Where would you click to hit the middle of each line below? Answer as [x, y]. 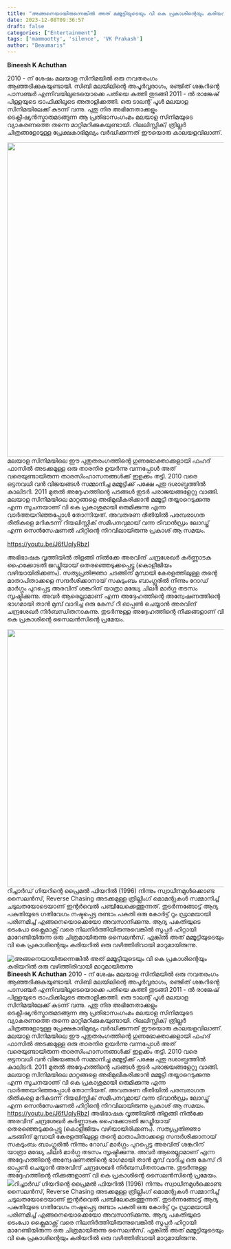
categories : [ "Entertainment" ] [52, 33]
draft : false [26, 26]
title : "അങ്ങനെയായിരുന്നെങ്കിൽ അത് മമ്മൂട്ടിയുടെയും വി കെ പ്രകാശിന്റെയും [106, 13]
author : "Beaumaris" [37, 45]
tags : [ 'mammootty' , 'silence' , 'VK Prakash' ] [75, 39]
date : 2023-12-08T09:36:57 [46, 20]
